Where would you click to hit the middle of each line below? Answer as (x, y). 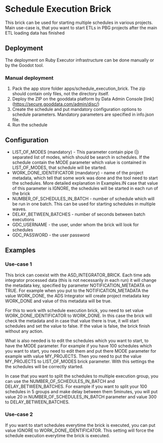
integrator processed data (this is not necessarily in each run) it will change (81, 280)
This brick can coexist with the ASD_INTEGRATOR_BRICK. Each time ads (78, 275)
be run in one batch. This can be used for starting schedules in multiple (84, 204)
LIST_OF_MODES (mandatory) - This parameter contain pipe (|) (75, 152)
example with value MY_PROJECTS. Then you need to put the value (73, 356)
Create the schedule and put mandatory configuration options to (77, 109)
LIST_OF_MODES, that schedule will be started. (59, 168)
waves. (19, 209)
